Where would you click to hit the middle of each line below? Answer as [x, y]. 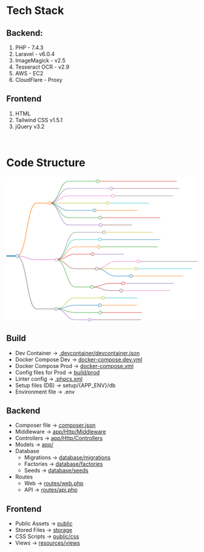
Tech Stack [35, 11]
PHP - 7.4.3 [29, 47]
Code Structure [46, 163]
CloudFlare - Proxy [39, 80]
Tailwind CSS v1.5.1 [39, 120]
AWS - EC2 [29, 73]
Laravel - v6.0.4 [35, 54]
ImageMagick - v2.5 [40, 60]
